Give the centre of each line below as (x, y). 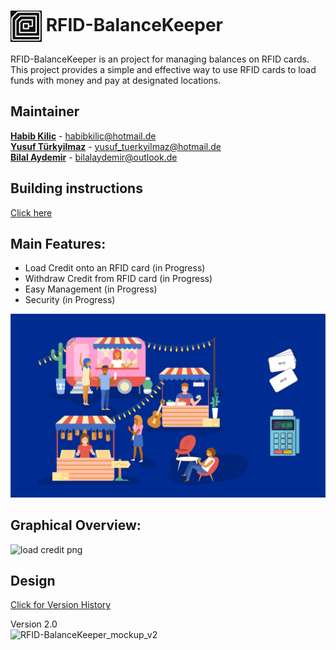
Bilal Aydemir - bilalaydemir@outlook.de (94, 157)
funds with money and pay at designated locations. (116, 80)
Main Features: (58, 243)
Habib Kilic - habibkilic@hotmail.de (83, 136)
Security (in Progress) (70, 300)
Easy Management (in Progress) (91, 289)
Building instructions (76, 188)
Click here (31, 212)
